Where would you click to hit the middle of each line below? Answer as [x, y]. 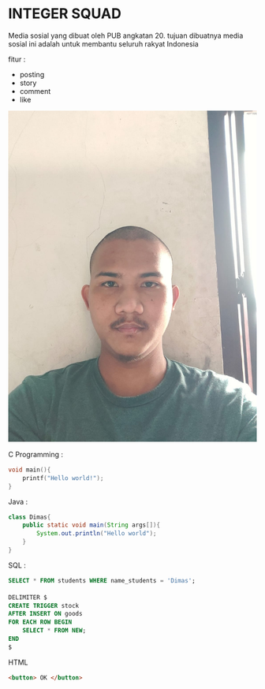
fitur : [17, 59]
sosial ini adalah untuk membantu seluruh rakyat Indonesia [103, 43]
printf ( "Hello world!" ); [63, 478]
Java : [18, 501]
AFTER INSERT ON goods [45, 614]
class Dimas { [30, 517]
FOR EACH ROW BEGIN [40, 622]
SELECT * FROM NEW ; [54, 631]
